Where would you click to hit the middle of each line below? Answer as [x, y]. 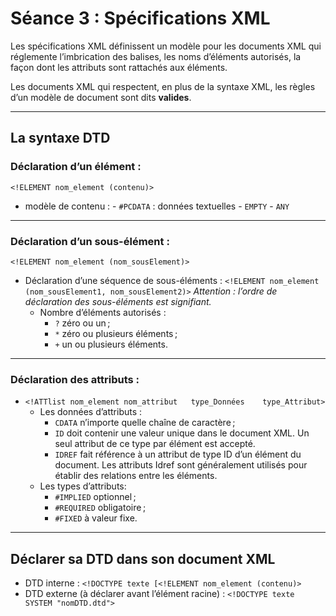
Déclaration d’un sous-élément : [90, 241]
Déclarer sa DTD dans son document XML [143, 558]
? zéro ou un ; [82, 323]
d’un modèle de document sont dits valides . [101, 97]
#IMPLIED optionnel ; [95, 497]
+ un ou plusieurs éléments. [111, 344]
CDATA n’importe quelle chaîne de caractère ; [145, 423]
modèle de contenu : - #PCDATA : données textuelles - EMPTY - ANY [157, 206]
